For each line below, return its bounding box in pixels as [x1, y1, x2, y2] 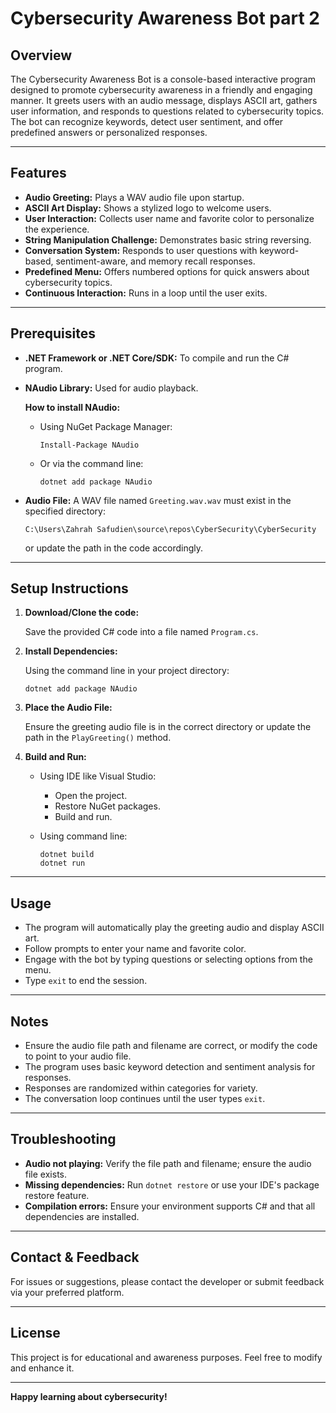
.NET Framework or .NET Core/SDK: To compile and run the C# [24, 352, 290, 364]
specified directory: [24, 505, 106, 517]
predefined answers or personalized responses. [10, 127, 208, 138]
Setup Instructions [10, 580, 129, 597]
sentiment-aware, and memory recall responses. [55, 255, 256, 267]
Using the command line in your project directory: [24, 665, 230, 677]
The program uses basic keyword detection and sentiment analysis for [24, 1061, 316, 1073]
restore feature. [24, 1189, 90, 1201]
